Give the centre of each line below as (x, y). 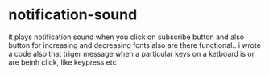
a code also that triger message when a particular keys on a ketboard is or (132, 53)
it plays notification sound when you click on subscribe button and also (126, 37)
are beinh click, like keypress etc (62, 62)
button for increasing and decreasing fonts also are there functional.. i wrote (135, 45)
